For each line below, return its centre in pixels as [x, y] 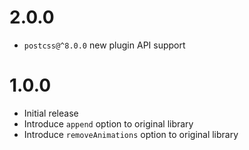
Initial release [51, 113]
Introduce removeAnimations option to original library [131, 134]
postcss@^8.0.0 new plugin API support [104, 45]
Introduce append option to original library [108, 123]
